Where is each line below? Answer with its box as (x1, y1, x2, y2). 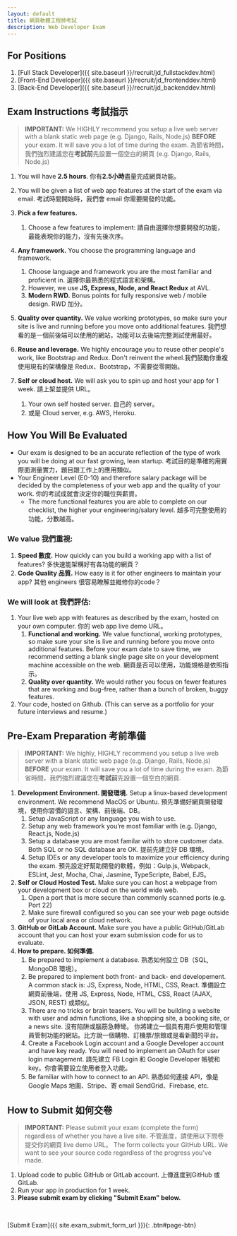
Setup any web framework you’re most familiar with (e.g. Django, (28, 822, 217, 831)
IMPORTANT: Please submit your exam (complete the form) (24, 1124, 199, 1132)
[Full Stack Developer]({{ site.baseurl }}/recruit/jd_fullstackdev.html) (17, 69, 216, 77)
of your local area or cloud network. (28, 916, 133, 925)
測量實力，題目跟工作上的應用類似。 (30, 465, 135, 474)
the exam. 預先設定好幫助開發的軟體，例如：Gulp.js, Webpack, (28, 862, 210, 870)
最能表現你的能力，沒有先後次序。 (28, 232, 128, 240)
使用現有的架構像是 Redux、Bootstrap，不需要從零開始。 (17, 362, 184, 371)
